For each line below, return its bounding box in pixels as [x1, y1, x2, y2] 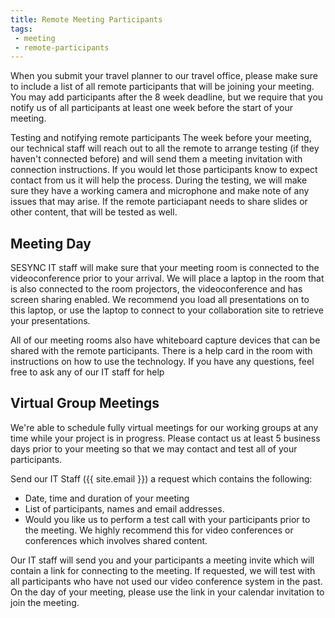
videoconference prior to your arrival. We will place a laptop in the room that [10, 272, 325, 285]
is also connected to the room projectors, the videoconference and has [10, 283, 303, 295]
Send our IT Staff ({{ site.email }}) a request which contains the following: [10, 472, 313, 485]
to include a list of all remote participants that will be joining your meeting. [10, 81, 315, 93]
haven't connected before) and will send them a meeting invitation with [10, 153, 303, 165]
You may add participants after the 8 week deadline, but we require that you [10, 91, 324, 103]
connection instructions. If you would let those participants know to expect [10, 164, 318, 176]
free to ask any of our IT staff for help [10, 366, 165, 378]
